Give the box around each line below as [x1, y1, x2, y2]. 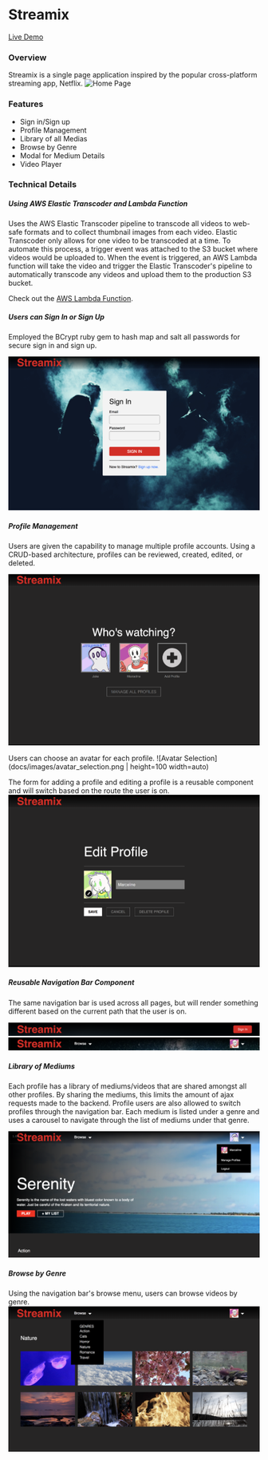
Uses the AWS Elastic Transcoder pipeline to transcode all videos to [8, 219, 231, 228]
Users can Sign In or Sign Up [8, 312, 105, 322]
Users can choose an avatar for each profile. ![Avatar [8, 753, 183, 763]
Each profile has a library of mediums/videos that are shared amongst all [8, 1081, 247, 1091]
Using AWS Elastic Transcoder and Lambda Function [8, 199, 188, 208]
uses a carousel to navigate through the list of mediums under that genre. [8, 1116, 250, 1125]
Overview [8, 52, 47, 63]
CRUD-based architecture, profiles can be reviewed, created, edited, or [8, 549, 243, 559]
